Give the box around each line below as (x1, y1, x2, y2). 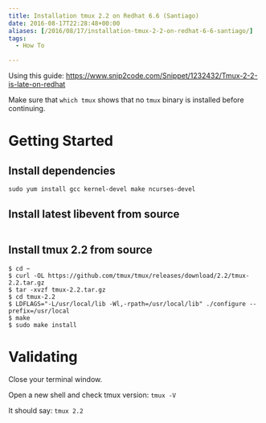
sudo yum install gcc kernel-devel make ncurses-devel (8, 185, 196, 193)
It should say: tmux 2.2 (8, 405, 84, 415)
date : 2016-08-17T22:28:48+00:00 (8, 19, 121, 27)
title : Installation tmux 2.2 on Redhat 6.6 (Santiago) (8, 11, 199, 20)
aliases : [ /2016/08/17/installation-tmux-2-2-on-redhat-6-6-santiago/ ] (8, 27, 253, 35)
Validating (8, 347, 78, 366)
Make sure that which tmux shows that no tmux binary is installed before (8, 95, 244, 105)
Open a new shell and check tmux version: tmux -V (8, 390, 177, 400)
